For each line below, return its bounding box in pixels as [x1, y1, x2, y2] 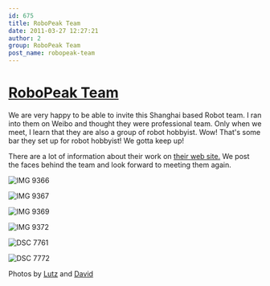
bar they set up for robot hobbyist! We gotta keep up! [8, 136, 185, 145]
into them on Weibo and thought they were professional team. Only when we [8, 118, 262, 129]
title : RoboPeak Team [8, 19, 81, 27]
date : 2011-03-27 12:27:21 [8, 27, 99, 35]
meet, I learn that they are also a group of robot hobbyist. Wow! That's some [8, 127, 261, 137]
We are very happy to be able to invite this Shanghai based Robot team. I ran [8, 110, 262, 120]
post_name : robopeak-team [8, 49, 95, 57]
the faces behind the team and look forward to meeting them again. [8, 160, 231, 170]
